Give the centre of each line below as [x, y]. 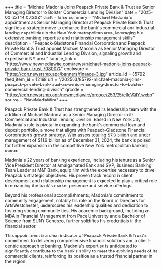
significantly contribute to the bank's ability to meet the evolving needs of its [81, 251]
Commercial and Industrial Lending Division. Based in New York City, [73, 119]
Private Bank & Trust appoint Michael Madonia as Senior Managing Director [80, 48]
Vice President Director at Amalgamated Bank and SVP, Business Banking [78, 165]
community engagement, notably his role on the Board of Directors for [75, 200]
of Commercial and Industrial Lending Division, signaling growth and [73, 53]
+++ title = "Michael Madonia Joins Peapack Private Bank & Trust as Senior [80, 7]
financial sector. [21, 226]
